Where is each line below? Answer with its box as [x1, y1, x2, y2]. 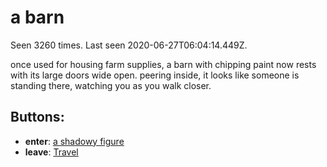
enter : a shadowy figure [24, 135, 125, 147]
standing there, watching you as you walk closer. [10, 79, 212, 91]
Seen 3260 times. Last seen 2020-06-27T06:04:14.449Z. [10, 39, 248, 51]
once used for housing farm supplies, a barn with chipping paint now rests [10, 58, 317, 70]
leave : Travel [24, 146, 79, 158]
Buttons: [10, 109, 65, 126]
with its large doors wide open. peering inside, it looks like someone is [10, 69, 300, 81]
